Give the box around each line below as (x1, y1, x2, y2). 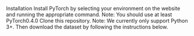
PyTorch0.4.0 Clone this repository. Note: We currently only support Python (6, 17, 188, 24)
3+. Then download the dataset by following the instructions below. (6, 23, 168, 30)
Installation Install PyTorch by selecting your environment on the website (6, 5, 181, 12)
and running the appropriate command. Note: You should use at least (6, 11, 172, 18)
